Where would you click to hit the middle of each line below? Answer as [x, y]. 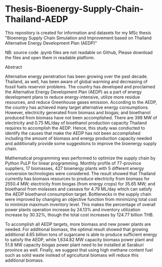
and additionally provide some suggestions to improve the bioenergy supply [81, 143]
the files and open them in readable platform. [50, 57]
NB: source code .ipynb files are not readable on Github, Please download [79, 52]
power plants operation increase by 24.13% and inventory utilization [73, 209]
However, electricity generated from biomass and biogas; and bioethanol [78, 112]
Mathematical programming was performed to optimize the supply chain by [80, 158]
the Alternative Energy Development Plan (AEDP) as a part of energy [73, 92]
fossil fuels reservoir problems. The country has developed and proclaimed [80, 86]
